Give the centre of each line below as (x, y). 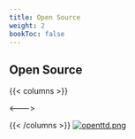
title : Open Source (45, 17)
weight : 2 (27, 26)
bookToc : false (37, 34)
